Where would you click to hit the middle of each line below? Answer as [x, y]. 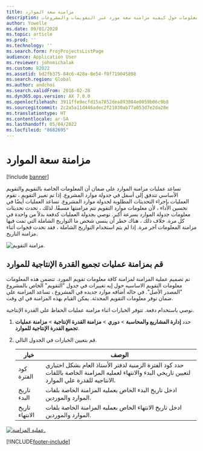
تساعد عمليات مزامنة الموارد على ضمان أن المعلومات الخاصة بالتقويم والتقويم [94, 188]
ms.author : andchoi [31, 85]
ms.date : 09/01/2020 [32, 29]
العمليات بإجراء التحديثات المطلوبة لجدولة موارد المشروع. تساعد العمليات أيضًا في [98, 201]
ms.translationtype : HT [36, 113]
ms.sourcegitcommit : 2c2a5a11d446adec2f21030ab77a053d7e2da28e [88, 107]
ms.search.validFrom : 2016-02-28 [48, 91]
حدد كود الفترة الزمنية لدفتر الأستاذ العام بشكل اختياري [114, 365]
